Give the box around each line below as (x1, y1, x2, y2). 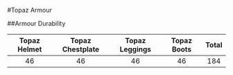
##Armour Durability (7, 19, 66, 27)
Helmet (17, 44, 42, 54)
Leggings (119, 44, 151, 54)
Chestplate (62, 44, 100, 54)
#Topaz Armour (7, 6, 52, 14)
